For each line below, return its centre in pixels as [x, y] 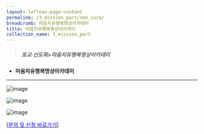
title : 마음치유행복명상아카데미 [41, 29]
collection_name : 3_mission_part [49, 35]
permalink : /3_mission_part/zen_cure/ [55, 18]
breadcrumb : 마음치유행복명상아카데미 [48, 23]
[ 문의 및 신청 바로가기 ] [32, 125]
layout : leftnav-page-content [45, 12]
